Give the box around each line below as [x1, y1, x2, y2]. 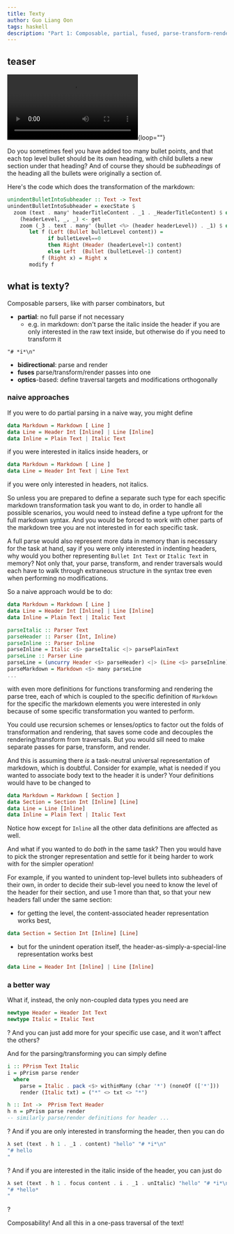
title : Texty [7, 10, 45, 17]
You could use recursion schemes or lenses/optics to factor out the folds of [7, 720, 224, 729]
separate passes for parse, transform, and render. [7, 743, 150, 751]
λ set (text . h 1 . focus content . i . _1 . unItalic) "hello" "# [7, 1180, 210, 1187]
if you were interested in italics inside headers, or [7, 447, 148, 456]
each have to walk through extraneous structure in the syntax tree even [7, 567, 212, 575]
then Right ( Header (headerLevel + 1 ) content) [47, 241, 182, 248]
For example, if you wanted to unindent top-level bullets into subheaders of [7, 873, 223, 882]
